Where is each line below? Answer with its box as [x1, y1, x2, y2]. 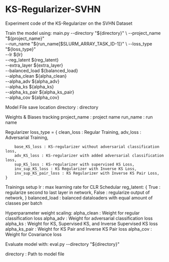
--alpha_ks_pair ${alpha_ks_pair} [5, 89, 74, 95]
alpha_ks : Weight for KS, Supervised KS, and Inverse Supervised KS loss [5, 221, 158, 227]
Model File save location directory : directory [5, 104, 99, 110]
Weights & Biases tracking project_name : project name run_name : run [5, 114, 153, 120]
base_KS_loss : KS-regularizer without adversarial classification [14, 144, 159, 149]
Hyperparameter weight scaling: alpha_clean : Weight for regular [5, 209, 140, 216]
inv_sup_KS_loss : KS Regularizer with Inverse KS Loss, [14, 166, 137, 171]
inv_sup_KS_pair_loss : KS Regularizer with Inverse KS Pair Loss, [14, 171, 159, 176]
